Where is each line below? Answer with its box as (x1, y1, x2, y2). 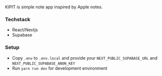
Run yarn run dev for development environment (12, 65, 107, 71)
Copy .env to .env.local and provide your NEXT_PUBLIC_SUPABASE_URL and (12, 55, 158, 61)
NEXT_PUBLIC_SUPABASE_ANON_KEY (12, 61, 75, 66)
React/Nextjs (12, 27, 38, 33)
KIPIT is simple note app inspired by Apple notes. (5, 4, 103, 10)
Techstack (5, 16, 30, 23)
